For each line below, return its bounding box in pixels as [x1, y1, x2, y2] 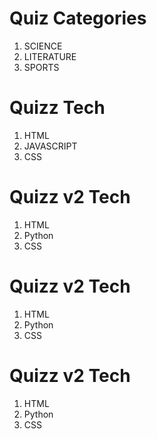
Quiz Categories [9, 7, 147, 30]
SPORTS [23, 61, 60, 73]
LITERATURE [23, 50, 77, 62]
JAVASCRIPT [23, 140, 78, 152]
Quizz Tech [9, 97, 106, 119]
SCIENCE [23, 40, 63, 52]
